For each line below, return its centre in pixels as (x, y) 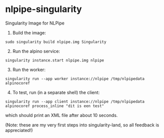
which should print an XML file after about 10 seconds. (61, 115)
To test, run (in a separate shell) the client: (56, 92)
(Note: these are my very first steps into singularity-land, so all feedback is (82, 125)
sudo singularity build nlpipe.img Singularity (56, 42)
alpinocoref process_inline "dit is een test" (55, 106)
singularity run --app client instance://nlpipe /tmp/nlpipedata (75, 101)
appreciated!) (19, 130)
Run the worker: (29, 69)
